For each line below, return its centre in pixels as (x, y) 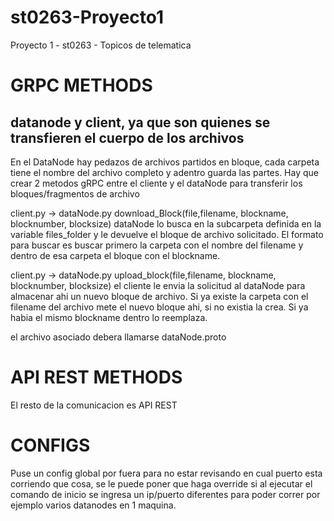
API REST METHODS (96, 377)
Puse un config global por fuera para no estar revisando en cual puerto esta (166, 473)
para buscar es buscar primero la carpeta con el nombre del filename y (157, 245)
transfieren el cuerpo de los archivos (127, 137)
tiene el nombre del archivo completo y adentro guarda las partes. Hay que (164, 172)
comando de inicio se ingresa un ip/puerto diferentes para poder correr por (165, 494)
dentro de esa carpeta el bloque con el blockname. (115, 255)
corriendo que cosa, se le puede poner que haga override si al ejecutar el (161, 483)
